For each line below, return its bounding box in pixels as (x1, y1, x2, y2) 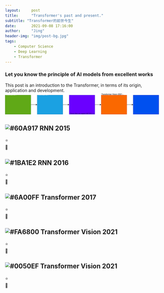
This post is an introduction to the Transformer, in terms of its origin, (5, 82, 143, 88)
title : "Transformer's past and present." (5, 13, 104, 18)
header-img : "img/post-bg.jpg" (5, 34, 69, 39)
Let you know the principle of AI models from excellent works (5, 71, 153, 78)
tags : (5, 39, 16, 44)
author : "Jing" (5, 28, 45, 34)
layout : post (5, 8, 41, 13)
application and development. (5, 87, 65, 93)
